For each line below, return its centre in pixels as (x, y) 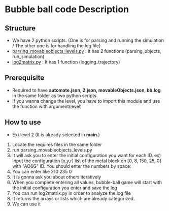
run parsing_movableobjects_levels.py (52, 150)
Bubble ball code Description (67, 9)
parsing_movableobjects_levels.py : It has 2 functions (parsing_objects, (87, 51)
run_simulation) (28, 56)
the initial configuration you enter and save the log (64, 188)
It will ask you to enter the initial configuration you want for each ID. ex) (86, 155)
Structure (20, 28)
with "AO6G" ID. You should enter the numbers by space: (72, 166)
